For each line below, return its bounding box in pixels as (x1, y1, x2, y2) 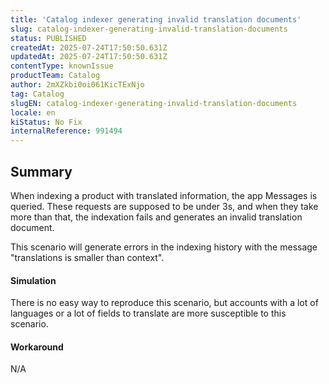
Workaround (10, 341, 64, 353)
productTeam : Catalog (10, 71, 101, 81)
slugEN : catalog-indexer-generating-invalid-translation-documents (10, 98, 298, 108)
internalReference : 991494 (10, 126, 123, 136)
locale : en (10, 107, 56, 118)
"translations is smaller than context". (10, 251, 165, 263)
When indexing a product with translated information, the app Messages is (10, 189, 318, 201)
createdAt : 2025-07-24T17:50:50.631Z (10, 42, 168, 53)
